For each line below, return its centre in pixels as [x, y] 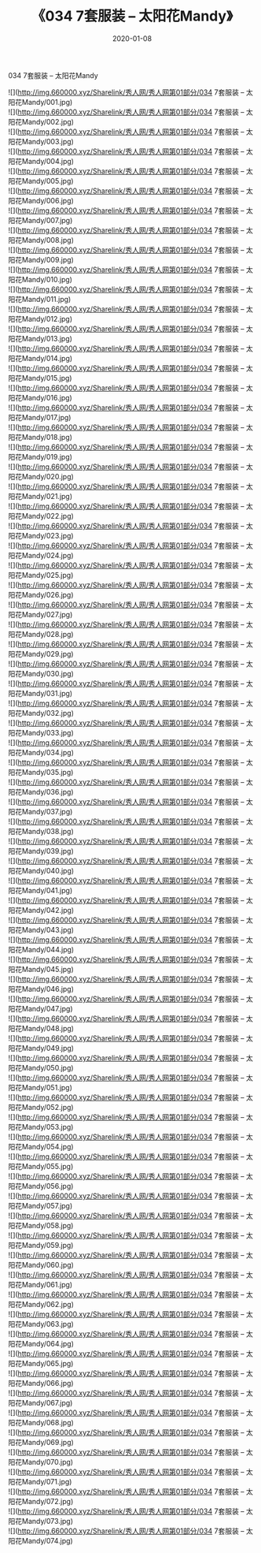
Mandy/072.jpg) [48, 1501]
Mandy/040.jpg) [48, 870]
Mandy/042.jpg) [48, 910]
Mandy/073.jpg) [47, 1521]
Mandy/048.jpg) [48, 1028]
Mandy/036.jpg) [48, 791]
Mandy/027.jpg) [47, 614]
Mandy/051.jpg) [47, 1087]
